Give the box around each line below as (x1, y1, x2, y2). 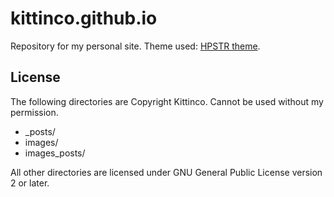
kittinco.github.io (10, 7, 158, 30)
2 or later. (10, 177, 50, 189)
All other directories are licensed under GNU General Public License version (10, 166, 323, 178)
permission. (10, 106, 59, 118)
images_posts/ (24, 147, 86, 159)
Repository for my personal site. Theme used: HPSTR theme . (10, 40, 261, 52)
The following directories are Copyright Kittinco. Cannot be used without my (10, 95, 324, 107)
